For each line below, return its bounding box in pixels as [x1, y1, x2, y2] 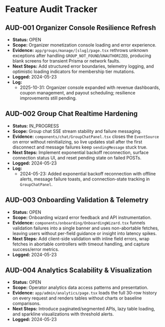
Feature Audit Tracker [5, 3, 98, 15]
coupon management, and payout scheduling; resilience [19, 90, 136, 95]
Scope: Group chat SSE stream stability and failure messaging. [12, 128, 142, 134]
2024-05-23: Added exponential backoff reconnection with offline [19, 170, 156, 176]
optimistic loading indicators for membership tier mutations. [12, 68, 136, 74]
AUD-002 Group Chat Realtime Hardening [5, 109, 138, 118]
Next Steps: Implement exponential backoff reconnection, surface [12, 149, 149, 155]
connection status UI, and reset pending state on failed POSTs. [12, 154, 142, 160]
